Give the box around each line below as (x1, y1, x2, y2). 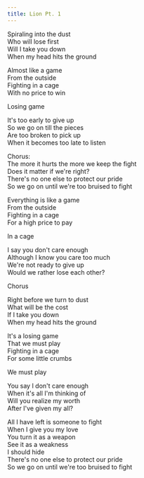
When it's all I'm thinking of (7, 389, 86, 398)
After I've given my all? (7, 404, 74, 412)
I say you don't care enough (7, 245, 89, 254)
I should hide (7, 448, 45, 456)
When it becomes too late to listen (7, 138, 107, 147)
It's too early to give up (7, 116, 74, 124)
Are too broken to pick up (7, 131, 81, 139)
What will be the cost (7, 303, 69, 311)
